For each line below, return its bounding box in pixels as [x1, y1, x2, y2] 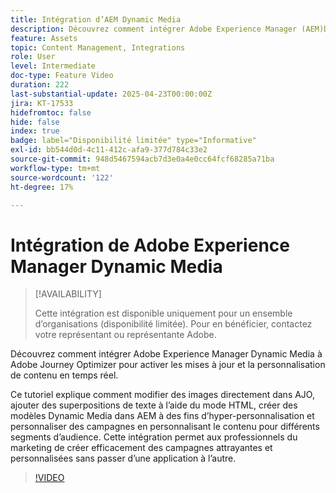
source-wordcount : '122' [10, 172, 114, 183]
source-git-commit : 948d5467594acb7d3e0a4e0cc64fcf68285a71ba [10, 154, 275, 164]
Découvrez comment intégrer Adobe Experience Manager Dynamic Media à [10, 348, 323, 360]
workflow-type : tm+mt [10, 163, 101, 173]
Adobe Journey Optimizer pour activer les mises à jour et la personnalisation [10, 359, 326, 371]
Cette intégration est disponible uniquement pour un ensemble [34, 307, 293, 320]
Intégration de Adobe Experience [10, 234, 290, 256]
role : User [10, 52, 56, 62]
